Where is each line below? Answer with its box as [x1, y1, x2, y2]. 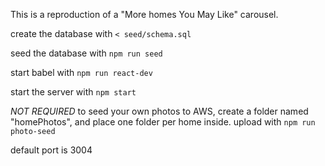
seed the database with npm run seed [10, 47, 163, 59]
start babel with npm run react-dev [10, 67, 153, 78]
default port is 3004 [10, 144, 93, 156]
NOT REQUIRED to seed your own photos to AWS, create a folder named [10, 105, 309, 117]
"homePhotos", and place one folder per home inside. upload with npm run [10, 116, 316, 128]
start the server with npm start [10, 86, 137, 98]
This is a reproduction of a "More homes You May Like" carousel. [10, 9, 279, 20]
